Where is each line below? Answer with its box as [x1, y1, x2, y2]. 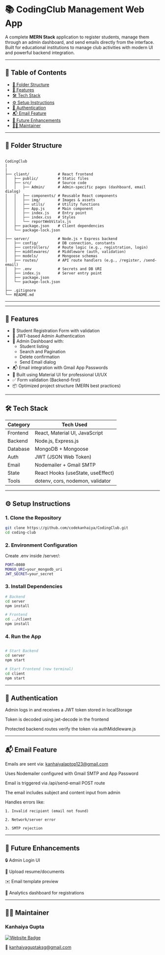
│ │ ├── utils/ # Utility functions [5, 202, 100, 207]
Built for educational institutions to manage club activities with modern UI [5, 44, 153, 50]
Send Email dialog [19, 359, 56, 365]
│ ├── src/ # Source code [5, 180, 87, 185]
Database [7, 446, 30, 453]
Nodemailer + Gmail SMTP [34, 462, 96, 468]
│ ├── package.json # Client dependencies [5, 223, 105, 228]
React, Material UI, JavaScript [34, 430, 103, 436]
